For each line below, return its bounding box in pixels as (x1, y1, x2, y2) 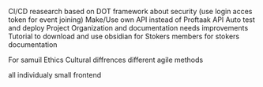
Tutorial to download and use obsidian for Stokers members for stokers (8, 31, 239, 41)
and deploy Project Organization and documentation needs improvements (8, 24, 249, 32)
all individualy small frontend (8, 71, 102, 79)
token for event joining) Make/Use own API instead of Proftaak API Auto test (8, 15, 255, 24)
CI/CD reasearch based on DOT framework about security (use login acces (8, 7, 253, 16)
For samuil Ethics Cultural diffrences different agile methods (8, 55, 204, 64)
